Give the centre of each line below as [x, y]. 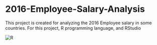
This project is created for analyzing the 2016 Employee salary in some [78, 23]
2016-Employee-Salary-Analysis [75, 9]
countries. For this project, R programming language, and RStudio [73, 28]
